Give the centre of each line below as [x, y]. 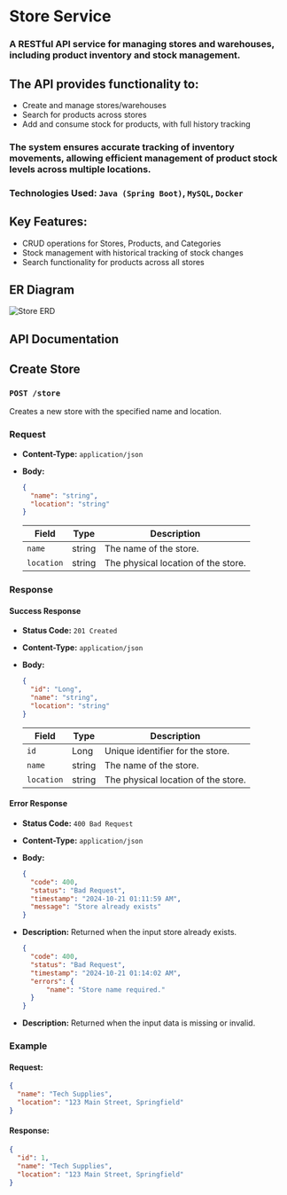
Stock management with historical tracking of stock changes [132, 252]
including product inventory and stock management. [125, 55]
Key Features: [48, 222]
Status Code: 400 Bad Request [78, 823]
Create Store [45, 370]
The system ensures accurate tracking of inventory [122, 146]
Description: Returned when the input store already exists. [129, 932]
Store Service [60, 16]
